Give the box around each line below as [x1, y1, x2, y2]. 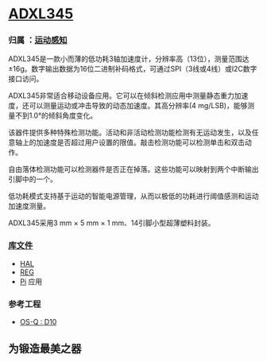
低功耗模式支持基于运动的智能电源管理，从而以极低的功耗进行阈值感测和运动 [8, 192, 259, 201]
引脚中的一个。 [8, 174, 57, 184]
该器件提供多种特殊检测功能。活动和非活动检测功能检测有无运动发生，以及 [8, 128, 252, 138]
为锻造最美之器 [8, 342, 82, 356]
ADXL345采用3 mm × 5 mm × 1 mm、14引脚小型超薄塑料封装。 [8, 218, 215, 228]
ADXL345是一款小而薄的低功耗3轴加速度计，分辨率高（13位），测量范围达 [8, 54, 250, 64]
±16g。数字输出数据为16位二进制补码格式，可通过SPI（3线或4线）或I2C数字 [8, 64, 257, 74]
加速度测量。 [8, 201, 50, 211]
